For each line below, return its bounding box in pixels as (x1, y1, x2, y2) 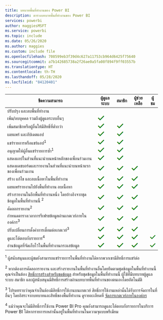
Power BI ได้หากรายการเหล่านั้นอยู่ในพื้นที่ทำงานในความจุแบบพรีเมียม (5, 308, 119, 314)
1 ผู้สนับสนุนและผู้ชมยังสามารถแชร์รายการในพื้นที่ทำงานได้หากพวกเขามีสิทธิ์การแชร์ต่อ (5, 254, 140, 261)
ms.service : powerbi (5, 28, 47, 34)
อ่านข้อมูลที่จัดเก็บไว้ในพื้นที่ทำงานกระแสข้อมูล (7, 243, 80, 248)
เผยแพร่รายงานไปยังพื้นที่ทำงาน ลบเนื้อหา (7, 184, 73, 190)
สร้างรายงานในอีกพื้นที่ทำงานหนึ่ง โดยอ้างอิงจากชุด (7, 191, 86, 197)
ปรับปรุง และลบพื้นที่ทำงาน (7, 108, 49, 114)
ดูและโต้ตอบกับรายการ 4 (7, 234, 45, 241)
